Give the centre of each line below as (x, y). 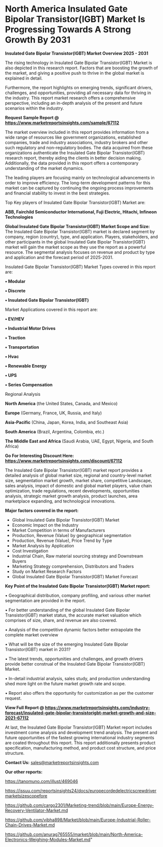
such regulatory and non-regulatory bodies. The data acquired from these (79, 147)
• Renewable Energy (26, 366)
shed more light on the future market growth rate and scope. (65, 684)
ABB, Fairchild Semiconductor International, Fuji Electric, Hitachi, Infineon (81, 212)
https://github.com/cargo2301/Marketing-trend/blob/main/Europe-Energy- (80, 805)
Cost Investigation (30, 551)
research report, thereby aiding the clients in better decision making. (73, 158)
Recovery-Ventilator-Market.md (36, 810)
